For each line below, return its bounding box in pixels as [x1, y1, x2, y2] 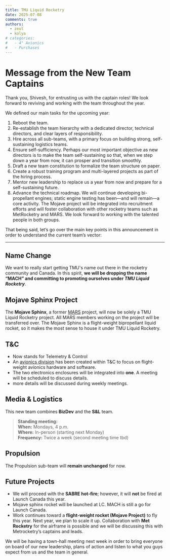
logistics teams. [35, 141, 68, 147]
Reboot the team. [12, 120, 49, 126]
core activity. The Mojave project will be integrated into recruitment [12, 200, 153, 206]
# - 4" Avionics [5, 41, 44, 46]
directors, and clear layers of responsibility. [12, 130, 103, 136]
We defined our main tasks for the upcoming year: [5, 110, 110, 116]
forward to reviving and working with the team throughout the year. [5, 100, 145, 106]
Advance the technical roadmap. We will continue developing [12, 190, 141, 196]
